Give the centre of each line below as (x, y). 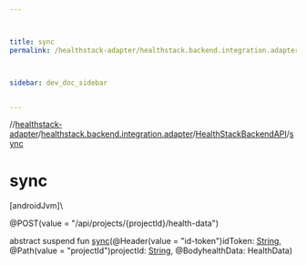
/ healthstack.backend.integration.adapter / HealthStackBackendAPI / (163, 134)
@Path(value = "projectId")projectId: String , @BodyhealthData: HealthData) (151, 250)
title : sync (32, 42)
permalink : (30, 50)
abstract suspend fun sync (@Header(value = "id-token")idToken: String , (146, 241)
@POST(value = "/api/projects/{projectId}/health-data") (114, 223)
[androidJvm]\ (36, 206)
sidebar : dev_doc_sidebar (58, 83)
